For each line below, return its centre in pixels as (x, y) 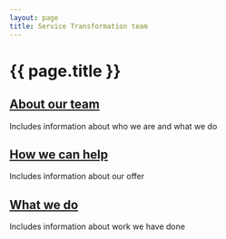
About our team (54, 105)
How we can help (59, 154)
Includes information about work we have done (98, 226)
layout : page (34, 18)
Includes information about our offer (77, 177)
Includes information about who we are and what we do (113, 126)
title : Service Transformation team (79, 26)
